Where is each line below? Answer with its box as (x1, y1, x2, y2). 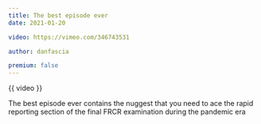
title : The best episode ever (8, 11, 109, 20)
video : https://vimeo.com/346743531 (8, 33, 130, 41)
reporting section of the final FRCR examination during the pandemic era (8, 107, 247, 117)
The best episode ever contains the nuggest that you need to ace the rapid (8, 99, 254, 108)
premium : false (8, 62, 59, 70)
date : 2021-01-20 (8, 19, 66, 27)
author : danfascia (8, 47, 69, 55)
